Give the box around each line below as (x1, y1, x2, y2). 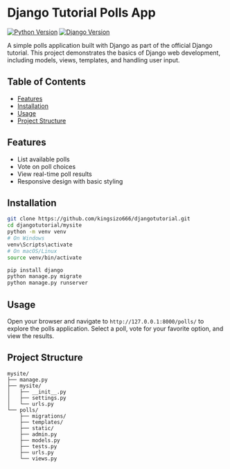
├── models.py (19, 436, 60, 444)
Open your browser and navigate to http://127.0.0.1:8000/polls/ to (7, 317, 204, 325)
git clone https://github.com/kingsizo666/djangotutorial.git (7, 215, 191, 222)
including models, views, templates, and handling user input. (7, 55, 180, 64)
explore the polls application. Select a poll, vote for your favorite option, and (7, 324, 224, 333)
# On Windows (7, 235, 45, 242)
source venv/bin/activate (7, 254, 82, 261)
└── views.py (19, 455, 57, 462)
